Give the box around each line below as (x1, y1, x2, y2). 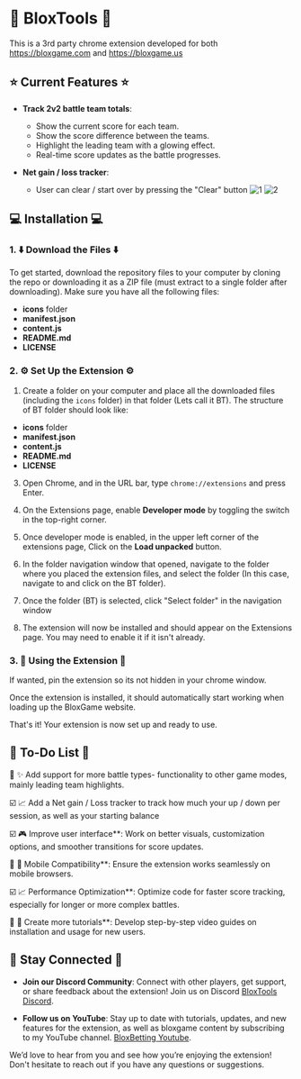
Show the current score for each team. (35, 121, 180, 131)
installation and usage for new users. (9, 926, 146, 937)
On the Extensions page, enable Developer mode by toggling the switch (22, 504, 290, 515)
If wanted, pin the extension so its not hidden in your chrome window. (9, 675, 267, 685)
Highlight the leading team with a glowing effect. (35, 140, 216, 150)
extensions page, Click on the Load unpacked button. (22, 540, 222, 552)
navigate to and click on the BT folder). (22, 577, 166, 588)
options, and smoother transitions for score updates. (9, 841, 204, 852)
